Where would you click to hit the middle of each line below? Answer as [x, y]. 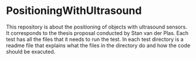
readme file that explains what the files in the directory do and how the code [98, 45]
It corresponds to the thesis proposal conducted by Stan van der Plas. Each [97, 33]
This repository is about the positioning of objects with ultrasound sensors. [97, 27]
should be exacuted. [31, 51]
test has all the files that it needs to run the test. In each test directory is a [95, 39]
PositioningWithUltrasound [74, 11]
